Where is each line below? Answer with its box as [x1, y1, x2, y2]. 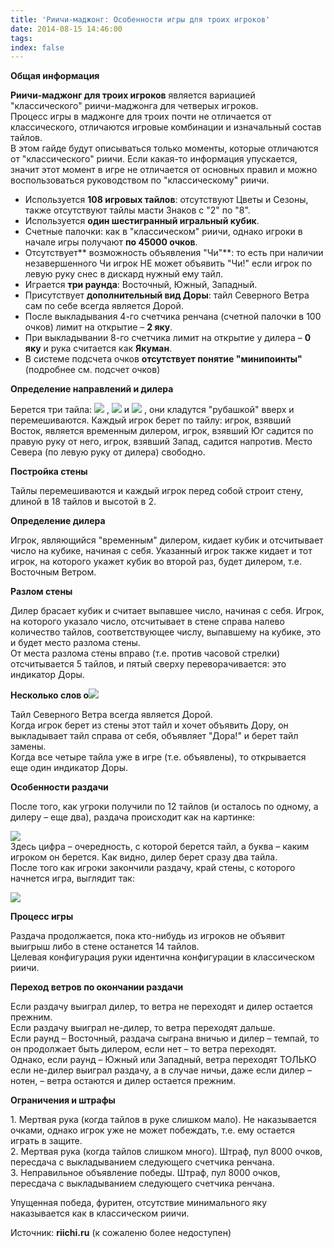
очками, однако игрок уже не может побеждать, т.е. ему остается [10, 1124, 295, 1136]
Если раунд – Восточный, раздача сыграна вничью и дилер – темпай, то [10, 1032, 320, 1045]
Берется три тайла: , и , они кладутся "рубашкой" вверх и [10, 404, 295, 416]
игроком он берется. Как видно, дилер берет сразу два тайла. [10, 851, 278, 863]
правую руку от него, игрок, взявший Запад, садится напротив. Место [10, 436, 313, 448]
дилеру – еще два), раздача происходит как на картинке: [10, 811, 256, 823]
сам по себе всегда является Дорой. [24, 300, 184, 312]
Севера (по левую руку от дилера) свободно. [10, 446, 206, 458]
